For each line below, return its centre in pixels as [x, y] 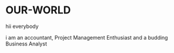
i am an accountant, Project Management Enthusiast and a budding [87, 37]
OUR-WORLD [38, 10]
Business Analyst [26, 44]
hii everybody [22, 26]
